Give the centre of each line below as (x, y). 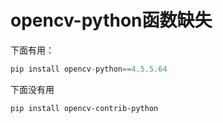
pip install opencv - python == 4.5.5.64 (89, 69)
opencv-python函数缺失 (111, 20)
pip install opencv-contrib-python (84, 108)
